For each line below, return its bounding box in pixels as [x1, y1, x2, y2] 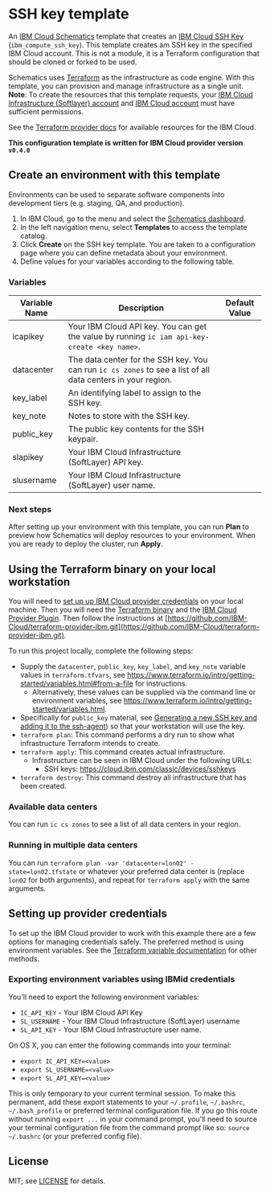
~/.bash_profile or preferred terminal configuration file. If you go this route [8, 1105, 258, 1115]
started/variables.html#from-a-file [19, 678, 134, 688]
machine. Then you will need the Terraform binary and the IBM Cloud [8, 605, 237, 615]
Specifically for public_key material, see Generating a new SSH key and [19, 713, 257, 723]
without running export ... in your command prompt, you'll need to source [8, 1114, 258, 1124]
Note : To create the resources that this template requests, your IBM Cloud [8, 89, 253, 99]
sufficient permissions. [8, 106, 84, 117]
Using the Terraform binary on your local [8, 562, 216, 576]
